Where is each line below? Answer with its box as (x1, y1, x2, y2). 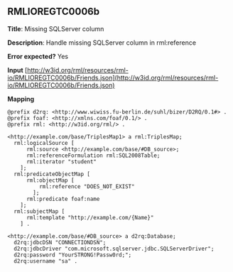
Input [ (7, 65, 28, 74)
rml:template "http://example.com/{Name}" (26, 214, 154, 221)
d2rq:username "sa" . (13, 257, 78, 265)
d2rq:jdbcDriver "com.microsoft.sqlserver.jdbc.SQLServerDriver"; (13, 245, 215, 252)
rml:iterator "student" (26, 158, 97, 165)
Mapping (7, 94, 35, 103)
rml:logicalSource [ (13, 139, 75, 146)
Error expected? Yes (7, 52, 69, 60)
